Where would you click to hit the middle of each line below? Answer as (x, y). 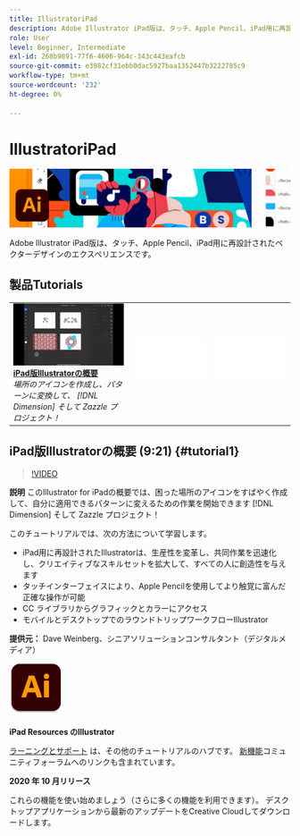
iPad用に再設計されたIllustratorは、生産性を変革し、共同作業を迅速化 (149, 552)
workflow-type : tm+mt (50, 76)
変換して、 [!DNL (67, 396)
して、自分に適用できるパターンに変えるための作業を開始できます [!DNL (142, 503)
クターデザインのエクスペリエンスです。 (83, 254)
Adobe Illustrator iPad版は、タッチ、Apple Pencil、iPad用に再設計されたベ (146, 242)
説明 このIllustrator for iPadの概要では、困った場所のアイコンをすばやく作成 (149, 492)
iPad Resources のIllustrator (62, 731)
